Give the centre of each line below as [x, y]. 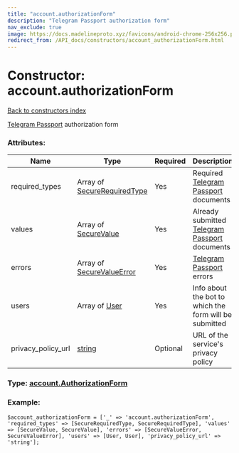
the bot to [209, 297]
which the [209, 306]
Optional [168, 348]
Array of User [100, 306]
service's [208, 344]
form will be [212, 315]
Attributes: [27, 142]
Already [206, 212]
